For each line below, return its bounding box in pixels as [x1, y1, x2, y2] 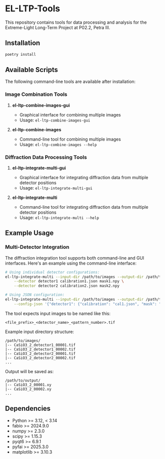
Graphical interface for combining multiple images [19, 112, 121, 117]
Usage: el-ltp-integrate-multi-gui [19, 185, 93, 191]
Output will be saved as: [5, 368, 54, 374]
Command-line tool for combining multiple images [19, 136, 121, 142]
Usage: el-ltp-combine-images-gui [19, 117, 90, 123]
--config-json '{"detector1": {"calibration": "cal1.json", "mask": [14, 302, 157, 306]
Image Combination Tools [5, 91, 68, 98]
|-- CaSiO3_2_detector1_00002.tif [5, 346, 76, 352]
